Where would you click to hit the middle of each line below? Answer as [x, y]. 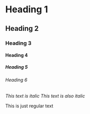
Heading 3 [18, 43]
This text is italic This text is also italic [45, 96]
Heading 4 [17, 55]
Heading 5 [17, 67]
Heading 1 [27, 9]
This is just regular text [29, 106]
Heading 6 [16, 80]
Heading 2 [22, 28]
